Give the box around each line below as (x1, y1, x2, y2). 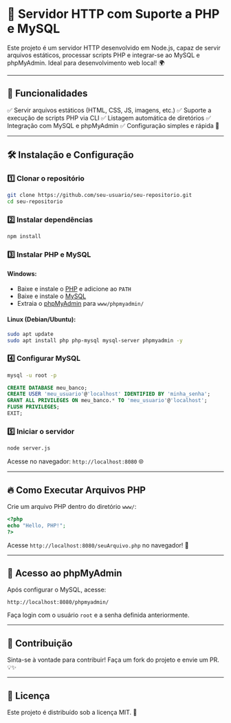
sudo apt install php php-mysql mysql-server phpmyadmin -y (7, 337, 184, 344)
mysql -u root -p (7, 372, 57, 379)
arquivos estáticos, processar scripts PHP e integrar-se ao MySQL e (7, 51, 201, 59)
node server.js (7, 445, 51, 452)
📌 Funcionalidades (7, 87, 88, 99)
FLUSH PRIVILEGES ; (7, 404, 60, 410)
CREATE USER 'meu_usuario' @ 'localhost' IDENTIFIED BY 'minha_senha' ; (7, 390, 211, 398)
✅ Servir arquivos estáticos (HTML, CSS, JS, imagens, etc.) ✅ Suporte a (7, 106, 212, 114)
